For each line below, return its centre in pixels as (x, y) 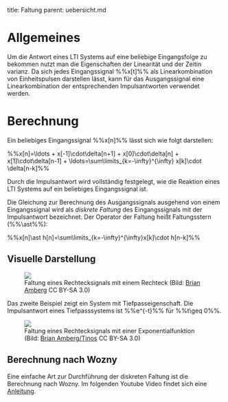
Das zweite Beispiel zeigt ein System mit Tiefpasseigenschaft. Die (100, 303)
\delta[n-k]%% (28, 168)
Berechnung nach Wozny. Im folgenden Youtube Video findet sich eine (107, 383)
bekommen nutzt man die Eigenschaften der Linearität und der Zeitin (104, 64)
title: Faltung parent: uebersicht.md (57, 10)
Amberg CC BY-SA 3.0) (57, 290)
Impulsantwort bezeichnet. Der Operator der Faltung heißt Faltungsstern (109, 217)
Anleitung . (22, 391)
